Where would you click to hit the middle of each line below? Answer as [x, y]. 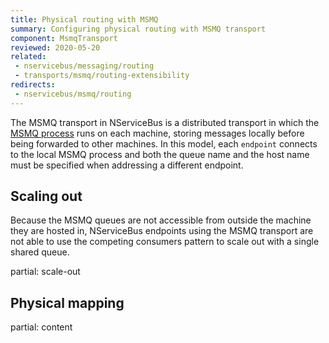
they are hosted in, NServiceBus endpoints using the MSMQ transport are [162, 231]
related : [28, 57]
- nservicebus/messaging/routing [84, 66]
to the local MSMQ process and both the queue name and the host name [160, 154]
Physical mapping [67, 302]
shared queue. [40, 252]
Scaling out [46, 196]
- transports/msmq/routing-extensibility [102, 76]
